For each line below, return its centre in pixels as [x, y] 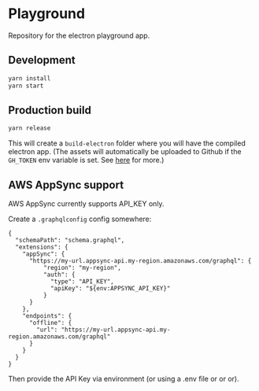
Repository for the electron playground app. [79, 35]
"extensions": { [42, 247]
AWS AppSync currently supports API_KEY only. [86, 204]
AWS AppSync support [66, 184]
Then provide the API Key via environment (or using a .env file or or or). [124, 379]
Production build [50, 110]
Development [42, 60]
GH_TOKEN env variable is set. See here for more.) [86, 160]
